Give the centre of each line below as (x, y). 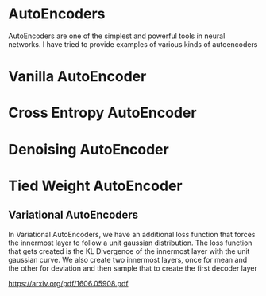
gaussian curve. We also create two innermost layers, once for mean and (128, 259)
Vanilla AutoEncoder (77, 77)
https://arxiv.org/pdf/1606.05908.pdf (68, 283)
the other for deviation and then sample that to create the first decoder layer (133, 268)
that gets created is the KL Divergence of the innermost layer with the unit (129, 251)
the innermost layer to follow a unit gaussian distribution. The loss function (130, 243)
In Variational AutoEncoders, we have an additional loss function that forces (132, 234)
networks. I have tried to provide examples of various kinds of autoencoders (133, 44)
